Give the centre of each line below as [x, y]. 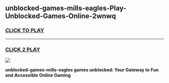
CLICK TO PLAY [25, 31]
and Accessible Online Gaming [38, 75]
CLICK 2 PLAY [23, 49]
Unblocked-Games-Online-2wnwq [61, 16]
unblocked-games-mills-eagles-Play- [66, 8]
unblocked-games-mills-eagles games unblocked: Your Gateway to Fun [82, 69]
